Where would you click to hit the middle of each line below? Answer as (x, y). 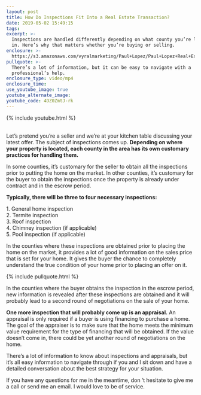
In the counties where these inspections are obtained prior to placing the (96, 245)
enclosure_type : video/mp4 (40, 78)
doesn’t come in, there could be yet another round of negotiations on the (96, 338)
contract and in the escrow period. (49, 186)
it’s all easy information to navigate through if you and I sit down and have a (99, 362)
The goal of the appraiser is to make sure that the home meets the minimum (100, 325)
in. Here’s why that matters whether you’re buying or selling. (93, 45)
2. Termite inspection (32, 215)
